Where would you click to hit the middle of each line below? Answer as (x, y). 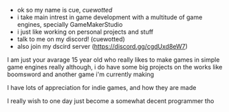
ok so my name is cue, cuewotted (65, 10)
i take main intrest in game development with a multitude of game (110, 17)
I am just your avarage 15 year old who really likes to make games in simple (113, 60)
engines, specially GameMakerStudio (70, 24)
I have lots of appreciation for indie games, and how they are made (102, 88)
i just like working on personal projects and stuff (85, 32)
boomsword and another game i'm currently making (81, 74)
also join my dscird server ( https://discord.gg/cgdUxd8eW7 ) (102, 46)
